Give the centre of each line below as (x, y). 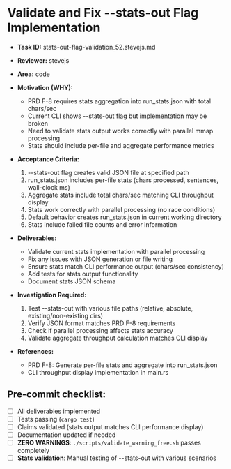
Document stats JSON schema (72, 281)
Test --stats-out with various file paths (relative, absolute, (110, 308)
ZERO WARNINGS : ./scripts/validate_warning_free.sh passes (109, 442)
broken (38, 123)
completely (33, 451)
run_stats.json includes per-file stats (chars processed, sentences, (123, 180)
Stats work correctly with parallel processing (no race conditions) (121, 209)
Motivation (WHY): (45, 87)
